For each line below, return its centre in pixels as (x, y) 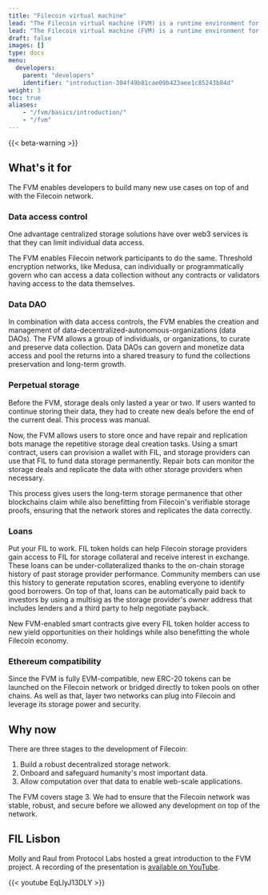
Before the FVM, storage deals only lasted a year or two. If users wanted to (132, 402)
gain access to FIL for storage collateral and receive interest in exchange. (129, 557)
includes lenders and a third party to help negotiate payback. (109, 608)
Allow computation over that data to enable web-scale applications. (131, 781)
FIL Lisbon (34, 839)
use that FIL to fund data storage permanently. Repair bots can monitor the (131, 461)
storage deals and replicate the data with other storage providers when (125, 469)
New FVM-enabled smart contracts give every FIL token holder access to (129, 623)
